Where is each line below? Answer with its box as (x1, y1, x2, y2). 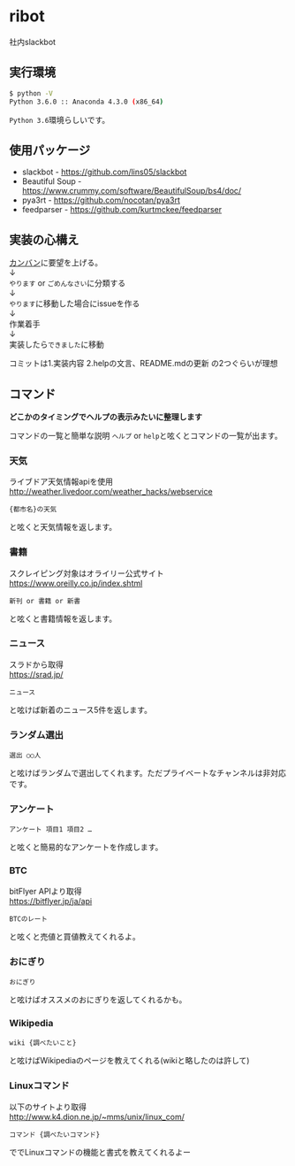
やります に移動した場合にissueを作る (9, 298, 140, 309)
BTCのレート (9, 914, 49, 924)
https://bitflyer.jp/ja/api (9, 895, 93, 906)
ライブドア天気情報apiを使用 (9, 476, 113, 487)
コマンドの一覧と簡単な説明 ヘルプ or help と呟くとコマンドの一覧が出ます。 (9, 430, 283, 441)
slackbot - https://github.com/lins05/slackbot (21, 166, 187, 178)
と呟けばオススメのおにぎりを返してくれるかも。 (9, 994, 187, 1005)
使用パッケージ (9, 142, 91, 157)
